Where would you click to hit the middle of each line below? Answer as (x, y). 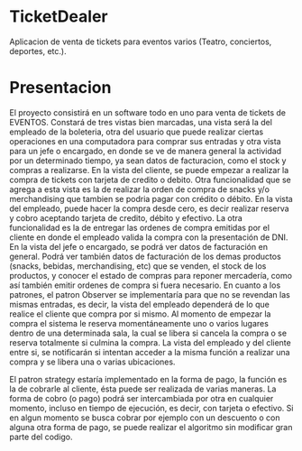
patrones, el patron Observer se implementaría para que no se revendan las (150, 294)
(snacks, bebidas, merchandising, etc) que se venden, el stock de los (138, 266)
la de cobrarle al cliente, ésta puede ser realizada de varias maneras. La (143, 389)
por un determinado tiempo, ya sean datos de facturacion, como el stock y (148, 161)
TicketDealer (59, 17)
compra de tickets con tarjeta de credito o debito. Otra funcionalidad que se (150, 179)
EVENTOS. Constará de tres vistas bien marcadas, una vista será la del (141, 122)
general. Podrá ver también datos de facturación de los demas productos (145, 256)
